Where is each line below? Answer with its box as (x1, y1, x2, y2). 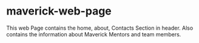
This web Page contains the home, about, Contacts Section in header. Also (6, 24, 194, 31)
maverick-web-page (6, 4, 112, 18)
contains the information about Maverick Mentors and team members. (6, 30, 181, 38)
